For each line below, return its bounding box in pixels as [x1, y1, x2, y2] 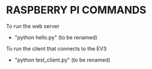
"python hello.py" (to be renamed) [14, 34, 98, 41]
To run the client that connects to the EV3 [6, 45, 107, 52]
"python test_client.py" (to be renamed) [14, 56, 110, 63]
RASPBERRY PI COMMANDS [6, 3, 147, 17]
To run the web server [6, 23, 60, 30]
